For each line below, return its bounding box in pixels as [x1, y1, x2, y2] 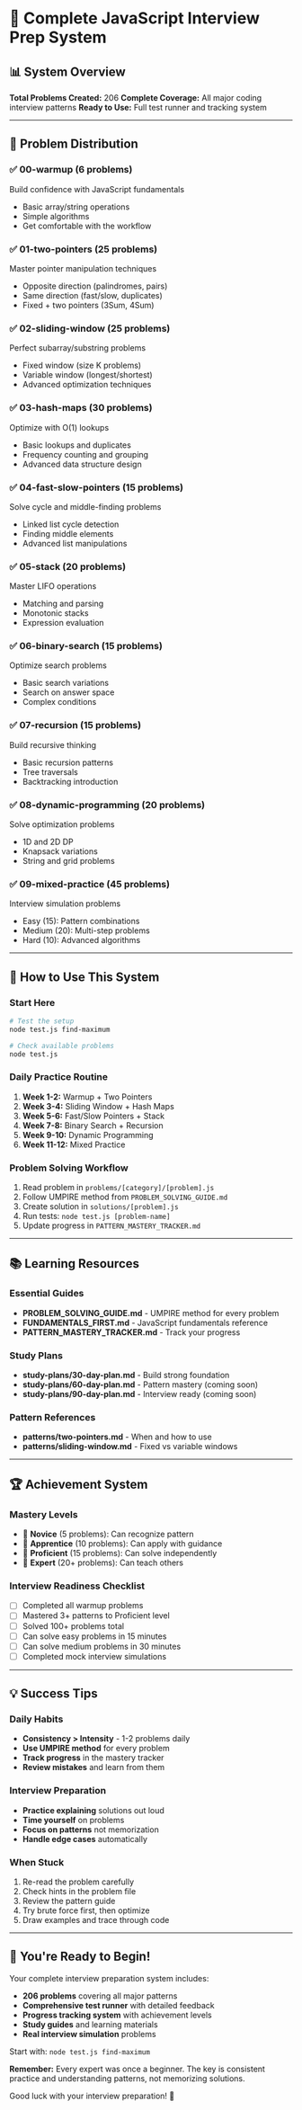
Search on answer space [22, 687, 115, 698]
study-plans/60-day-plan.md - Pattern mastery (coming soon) [22, 1379, 259, 1390]
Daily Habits [9, 1713, 64, 1725]
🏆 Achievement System [9, 1476, 148, 1491]
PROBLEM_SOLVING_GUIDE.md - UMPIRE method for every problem [22, 1307, 280, 1318]
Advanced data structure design [22, 459, 142, 469]
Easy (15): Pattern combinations [22, 916, 140, 927]
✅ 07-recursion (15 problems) [9, 719, 142, 732]
